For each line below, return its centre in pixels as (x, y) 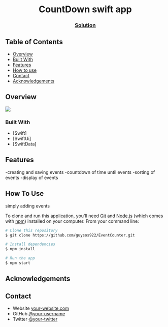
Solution (85, 25)
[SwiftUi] (22, 139)
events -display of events (32, 177)
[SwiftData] (24, 144)
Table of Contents (34, 42)
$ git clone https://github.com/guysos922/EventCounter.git (70, 235)
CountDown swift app (85, 9)
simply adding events (27, 206)
